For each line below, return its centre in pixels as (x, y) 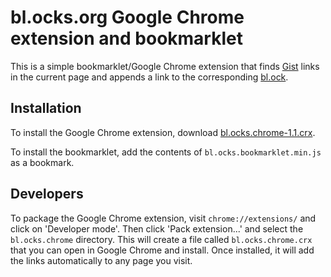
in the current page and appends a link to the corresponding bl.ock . (149, 77)
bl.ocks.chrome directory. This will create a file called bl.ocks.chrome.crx (161, 239)
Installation (46, 108)
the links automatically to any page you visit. (101, 260)
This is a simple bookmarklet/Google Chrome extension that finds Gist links (165, 66)
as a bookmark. (42, 162)
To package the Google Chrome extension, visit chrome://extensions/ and (163, 218)
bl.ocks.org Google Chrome (127, 17)
